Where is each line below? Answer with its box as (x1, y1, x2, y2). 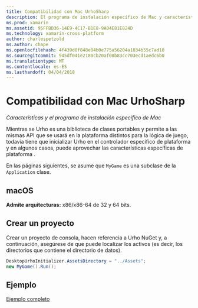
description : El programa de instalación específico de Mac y (6, 14, 162, 20)
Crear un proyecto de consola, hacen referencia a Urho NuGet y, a (6, 234, 167, 241)
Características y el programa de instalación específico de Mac (6, 114, 161, 121)
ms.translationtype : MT (6, 58, 65, 64)
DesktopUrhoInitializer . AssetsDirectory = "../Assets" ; (6, 258, 146, 264)
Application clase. (6, 168, 51, 176)
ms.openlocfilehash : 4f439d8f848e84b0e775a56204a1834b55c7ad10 (6, 47, 165, 53)
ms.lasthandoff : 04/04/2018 (6, 69, 75, 75)
